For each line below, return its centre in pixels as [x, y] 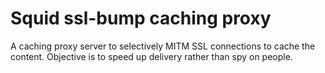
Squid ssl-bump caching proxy [141, 18]
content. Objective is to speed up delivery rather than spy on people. [151, 56]
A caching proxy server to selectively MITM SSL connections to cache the [163, 46]
